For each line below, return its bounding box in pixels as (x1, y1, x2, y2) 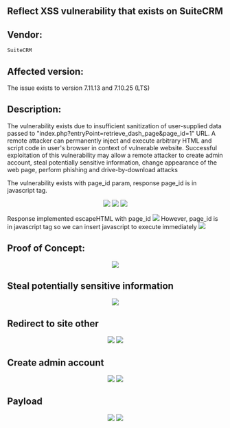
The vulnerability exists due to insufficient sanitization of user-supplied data (7, 121, 222, 130)
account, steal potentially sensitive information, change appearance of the (7, 158, 218, 167)
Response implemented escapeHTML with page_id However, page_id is (7, 214, 218, 222)
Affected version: (7, 65, 84, 78)
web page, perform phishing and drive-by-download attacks (7, 165, 179, 174)
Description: (7, 104, 62, 115)
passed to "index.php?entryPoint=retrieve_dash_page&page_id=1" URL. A (7, 129, 216, 137)
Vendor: (7, 29, 43, 40)
